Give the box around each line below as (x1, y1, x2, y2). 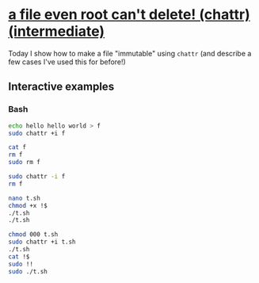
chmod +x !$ (8, 201, 48, 209)
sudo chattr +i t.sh (8, 238, 77, 247)
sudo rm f (8, 159, 41, 166)
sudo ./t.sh (8, 267, 48, 275)
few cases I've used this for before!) (8, 57, 127, 67)
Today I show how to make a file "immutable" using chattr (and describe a (8, 48, 252, 58)
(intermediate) (8, 22, 105, 40)
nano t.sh (8, 194, 41, 202)
